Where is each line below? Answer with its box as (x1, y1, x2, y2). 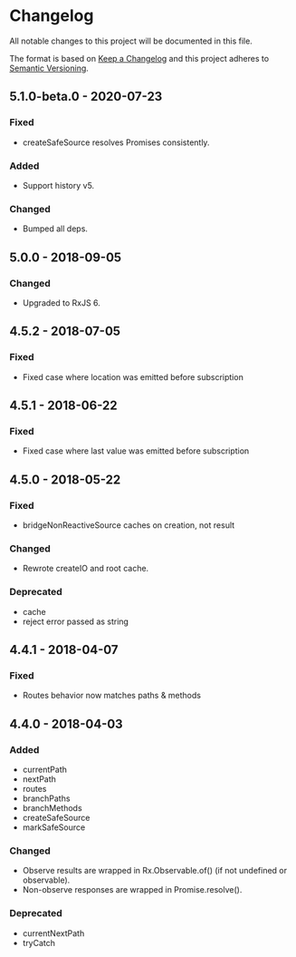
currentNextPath (22, 927, 85, 939)
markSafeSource (22, 822, 86, 833)
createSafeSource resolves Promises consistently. (22, 137, 210, 148)
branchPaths (22, 793, 71, 804)
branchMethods (22, 802, 83, 813)
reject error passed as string (22, 616, 129, 627)
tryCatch (22, 937, 56, 948)
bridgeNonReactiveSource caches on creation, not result (22, 519, 235, 531)
